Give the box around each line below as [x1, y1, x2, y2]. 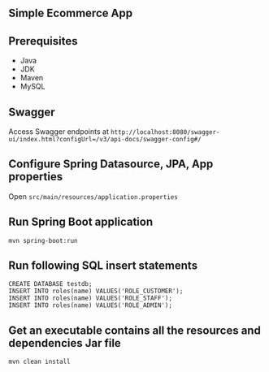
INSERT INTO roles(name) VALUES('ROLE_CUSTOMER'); [8, 288, 184, 296]
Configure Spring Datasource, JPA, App [8, 158, 214, 171]
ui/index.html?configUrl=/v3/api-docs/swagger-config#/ [8, 136, 202, 144]
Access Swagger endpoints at [8, 127, 110, 136]
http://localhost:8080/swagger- [111, 128, 220, 136]
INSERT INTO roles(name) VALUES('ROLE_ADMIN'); [8, 301, 173, 309]
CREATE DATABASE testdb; [8, 280, 93, 288]
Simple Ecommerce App [8, 6, 132, 20]
